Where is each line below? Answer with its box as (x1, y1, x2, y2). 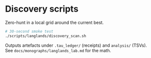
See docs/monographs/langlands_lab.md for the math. (5, 47, 111, 53)
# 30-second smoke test (5, 29, 54, 34)
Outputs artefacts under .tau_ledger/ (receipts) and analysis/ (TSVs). (5, 42, 148, 48)
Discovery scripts (5, 3, 79, 15)
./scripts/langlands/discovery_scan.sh (5, 33, 86, 39)
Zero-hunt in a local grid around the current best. (5, 19, 104, 25)
